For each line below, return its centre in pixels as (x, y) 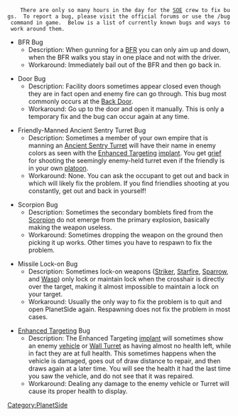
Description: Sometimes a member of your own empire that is (118, 138)
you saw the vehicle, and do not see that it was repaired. (111, 376)
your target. (45, 294)
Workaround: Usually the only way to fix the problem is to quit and (125, 302)
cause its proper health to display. (78, 391)
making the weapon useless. (70, 227)
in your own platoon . (58, 168)
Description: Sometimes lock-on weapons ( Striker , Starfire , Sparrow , (128, 271)
